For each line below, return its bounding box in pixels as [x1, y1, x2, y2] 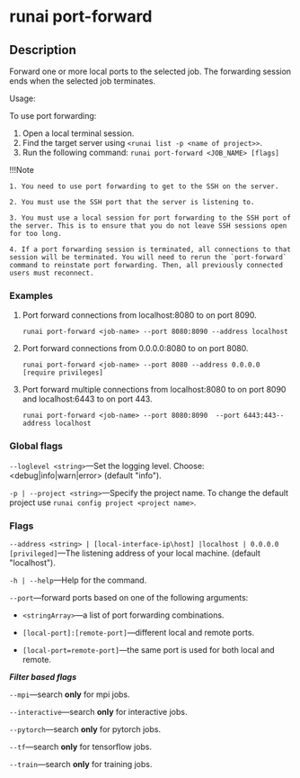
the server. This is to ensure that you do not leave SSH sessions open [9, 222, 287, 231]
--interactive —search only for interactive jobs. [9, 706, 188, 717]
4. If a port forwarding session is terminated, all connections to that [9, 245, 292, 254]
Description [9, 42, 76, 58]
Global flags [9, 439, 63, 452]
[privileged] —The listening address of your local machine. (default [9, 547, 260, 558]
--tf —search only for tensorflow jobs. [9, 741, 153, 752]
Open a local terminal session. [22, 128, 135, 139]
